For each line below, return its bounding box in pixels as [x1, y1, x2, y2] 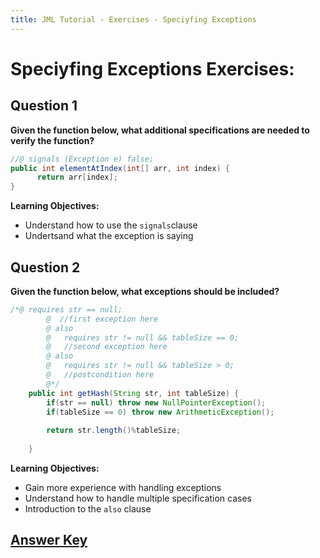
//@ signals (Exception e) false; [10, 154, 155, 164]
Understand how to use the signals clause [24, 219, 198, 231]
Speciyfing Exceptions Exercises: [10, 57, 295, 80]
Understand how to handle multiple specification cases [24, 492, 252, 504]
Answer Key [10, 532, 88, 549]
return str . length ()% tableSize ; [46, 426, 182, 436]
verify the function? [10, 134, 95, 146]
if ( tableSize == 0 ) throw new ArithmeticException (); [46, 407, 275, 417]
